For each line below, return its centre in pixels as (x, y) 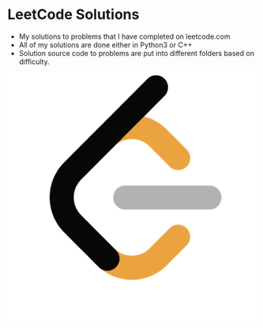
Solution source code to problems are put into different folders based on (136, 53)
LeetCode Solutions (73, 15)
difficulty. (34, 62)
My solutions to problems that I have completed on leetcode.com (124, 36)
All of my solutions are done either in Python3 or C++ (105, 44)
